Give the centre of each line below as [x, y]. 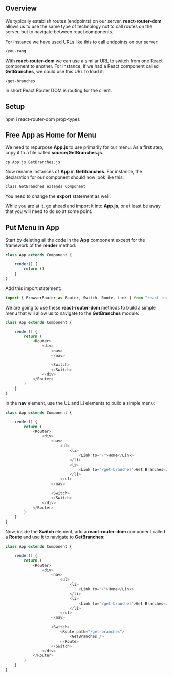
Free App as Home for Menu [51, 135]
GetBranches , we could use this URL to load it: [55, 71]
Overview [21, 8]
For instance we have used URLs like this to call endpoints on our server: [82, 42]
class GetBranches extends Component [46, 187]
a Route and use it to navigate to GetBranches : [55, 537]
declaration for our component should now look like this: [65, 177]
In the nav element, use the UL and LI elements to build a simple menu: [80, 403]
